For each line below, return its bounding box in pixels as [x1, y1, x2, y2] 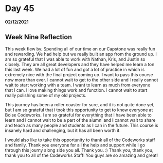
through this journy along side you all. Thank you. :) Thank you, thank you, [5, 147, 154, 153]
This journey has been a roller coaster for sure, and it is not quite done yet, [5, 101, 155, 107]
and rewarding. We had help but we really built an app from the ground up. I [5, 51, 157, 57]
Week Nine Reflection [5, 33, 72, 41]
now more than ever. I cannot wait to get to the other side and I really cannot [5, 77, 158, 82]
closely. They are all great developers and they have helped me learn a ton [5, 61, 155, 67]
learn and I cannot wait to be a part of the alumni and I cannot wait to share [5, 117, 156, 123]
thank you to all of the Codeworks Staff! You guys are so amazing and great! [5, 152, 158, 158]
